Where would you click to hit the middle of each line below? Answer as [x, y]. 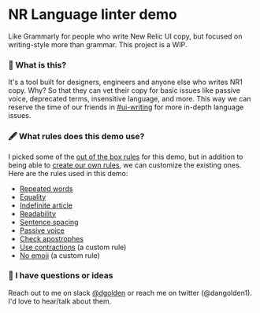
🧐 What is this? [37, 64]
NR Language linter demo [93, 15]
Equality [33, 197]
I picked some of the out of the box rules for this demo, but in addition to [126, 156]
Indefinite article [46, 205]
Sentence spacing [49, 222]
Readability [38, 213]
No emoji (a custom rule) [59, 255]
